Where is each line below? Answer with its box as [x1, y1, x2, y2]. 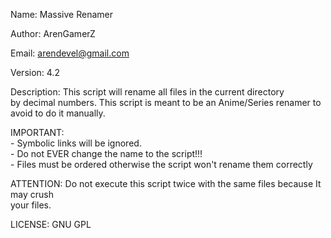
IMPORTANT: [10, 127, 65, 138]
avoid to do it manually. [10, 107, 106, 119]
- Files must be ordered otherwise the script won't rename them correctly [10, 159, 313, 170]
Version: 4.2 [10, 67, 60, 78]
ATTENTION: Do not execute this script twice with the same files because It [10, 178, 322, 189]
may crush [10, 189, 54, 200]
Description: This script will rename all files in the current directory [10, 86, 285, 98]
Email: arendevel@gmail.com [10, 47, 130, 59]
